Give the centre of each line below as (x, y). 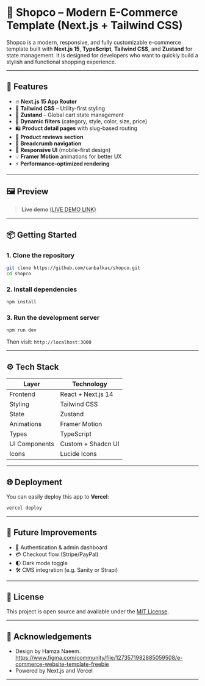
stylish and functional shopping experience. (61, 62)
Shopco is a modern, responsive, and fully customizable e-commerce (94, 42)
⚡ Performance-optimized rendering (62, 164)
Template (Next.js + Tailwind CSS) (95, 25)
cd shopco (19, 274)
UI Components (32, 444)
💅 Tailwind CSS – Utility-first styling (60, 108)
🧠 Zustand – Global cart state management (69, 115)
